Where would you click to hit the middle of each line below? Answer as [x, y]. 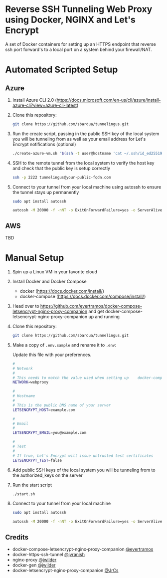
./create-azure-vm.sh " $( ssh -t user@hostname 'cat [67, 153]
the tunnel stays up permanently [46, 192]
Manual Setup [35, 258]
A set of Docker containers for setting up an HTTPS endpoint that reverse [81, 44]
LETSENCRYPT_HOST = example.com [44, 410]
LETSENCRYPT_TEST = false [37, 460]
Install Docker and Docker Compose [49, 282]
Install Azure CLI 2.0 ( [35, 100]
